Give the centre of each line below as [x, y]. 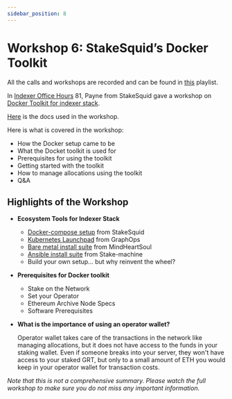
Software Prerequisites [60, 311]
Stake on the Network [59, 288]
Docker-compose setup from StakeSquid [86, 232]
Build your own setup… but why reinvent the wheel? [101, 262]
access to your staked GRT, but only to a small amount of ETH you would [121, 360]
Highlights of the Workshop [68, 202]
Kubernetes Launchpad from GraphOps [84, 240]
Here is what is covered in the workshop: [65, 130]
